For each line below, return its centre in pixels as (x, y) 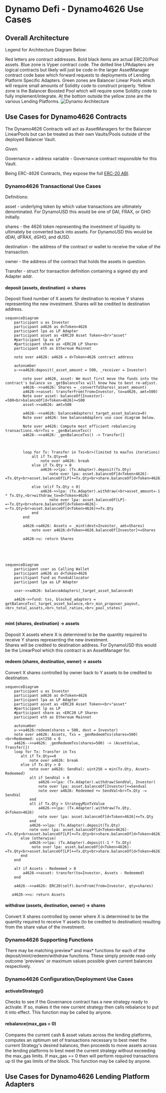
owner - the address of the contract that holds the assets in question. (76, 262)
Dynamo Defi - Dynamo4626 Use (75, 9)
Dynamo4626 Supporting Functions (49, 940)
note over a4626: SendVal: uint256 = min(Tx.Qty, (82, 769)
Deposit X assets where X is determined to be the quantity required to (76, 635)
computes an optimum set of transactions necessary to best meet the (76, 1040)
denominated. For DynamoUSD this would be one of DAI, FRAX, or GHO (78, 212)
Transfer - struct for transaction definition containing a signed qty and (76, 271)
